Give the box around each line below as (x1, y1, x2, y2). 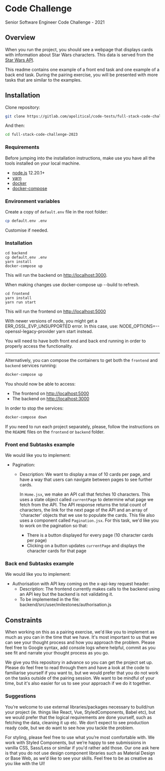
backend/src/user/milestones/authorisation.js (19, 602, 111, 608)
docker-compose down (5, 415, 48, 419)
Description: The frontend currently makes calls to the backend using (19, 586, 160, 592)
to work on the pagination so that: (19, 523, 88, 529)
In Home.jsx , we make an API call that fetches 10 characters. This (19, 491, 151, 497)
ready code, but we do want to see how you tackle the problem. (5, 725, 134, 731)
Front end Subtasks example (5, 441, 75, 448)
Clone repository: (5, 104, 40, 110)
